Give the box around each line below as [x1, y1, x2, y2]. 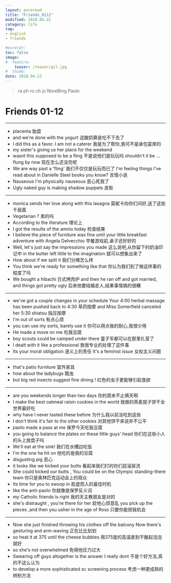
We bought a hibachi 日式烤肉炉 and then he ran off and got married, [12, 276, 157, 282]
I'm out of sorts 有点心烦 [12, 316, 64, 322]
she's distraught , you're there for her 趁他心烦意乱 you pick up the [12, 500, 153, 506]
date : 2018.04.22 [5, 74, 42, 79]
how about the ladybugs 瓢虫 [12, 370, 74, 376]
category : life [5, 21, 38, 27]
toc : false [5, 50, 28, 55]
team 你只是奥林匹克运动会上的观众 [12, 474, 88, 481]
